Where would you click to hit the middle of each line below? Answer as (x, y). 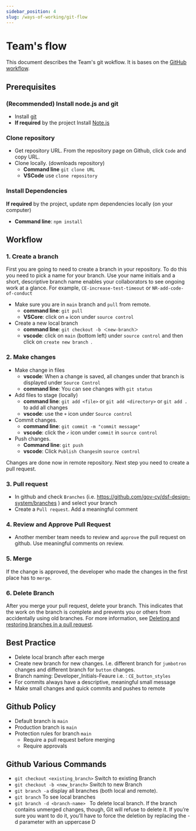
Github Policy (31, 707)
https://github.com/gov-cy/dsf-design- (143, 497)
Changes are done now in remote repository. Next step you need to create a (98, 462)
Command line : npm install (49, 221)
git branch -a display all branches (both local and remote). (86, 791)
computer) (19, 210)
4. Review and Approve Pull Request (59, 524)
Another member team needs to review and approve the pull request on (100, 537)
